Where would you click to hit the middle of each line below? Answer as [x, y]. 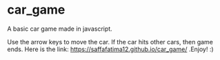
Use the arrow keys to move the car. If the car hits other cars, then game [110, 42]
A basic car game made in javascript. [60, 29]
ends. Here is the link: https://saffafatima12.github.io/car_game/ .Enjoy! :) [110, 49]
